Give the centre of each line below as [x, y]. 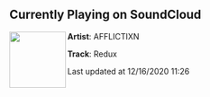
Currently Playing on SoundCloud [105, 15]
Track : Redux [92, 54]
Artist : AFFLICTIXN [103, 36]
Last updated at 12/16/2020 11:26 [128, 71]
